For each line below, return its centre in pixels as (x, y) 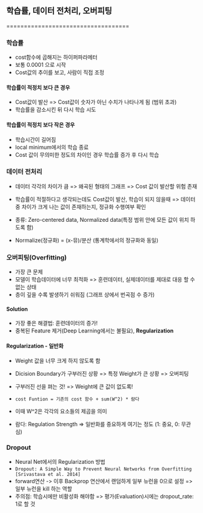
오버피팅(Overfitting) (37, 257)
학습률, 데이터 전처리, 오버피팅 (59, 11)
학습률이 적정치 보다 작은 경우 (41, 125)
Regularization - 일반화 (35, 346)
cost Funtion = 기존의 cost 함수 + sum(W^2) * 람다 (77, 399)
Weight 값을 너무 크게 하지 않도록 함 (58, 360)
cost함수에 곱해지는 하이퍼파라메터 (56, 57)
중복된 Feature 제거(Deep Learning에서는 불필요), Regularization (94, 331)
